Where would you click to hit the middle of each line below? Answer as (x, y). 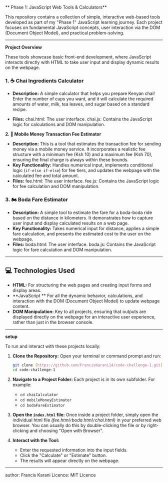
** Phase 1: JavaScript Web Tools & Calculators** (56, 7)
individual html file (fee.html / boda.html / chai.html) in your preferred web (87, 420)
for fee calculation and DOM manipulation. (56, 186)
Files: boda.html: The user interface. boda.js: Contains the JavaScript (84, 244)
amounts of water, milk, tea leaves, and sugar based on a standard (81, 104)
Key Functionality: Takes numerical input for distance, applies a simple (86, 228)
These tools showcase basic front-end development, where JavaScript (78, 57)
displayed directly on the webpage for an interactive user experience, (84, 317)
